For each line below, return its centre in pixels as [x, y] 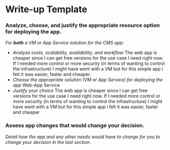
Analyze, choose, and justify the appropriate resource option [83, 26]
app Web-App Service [36, 85]
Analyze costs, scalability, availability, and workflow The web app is [85, 53]
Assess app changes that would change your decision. [75, 126]
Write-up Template [46, 9]
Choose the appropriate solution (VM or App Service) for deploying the [88, 80]
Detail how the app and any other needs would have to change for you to [83, 137]
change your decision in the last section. [48, 142]
